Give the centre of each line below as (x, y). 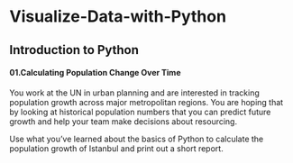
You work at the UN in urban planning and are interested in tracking (134, 93)
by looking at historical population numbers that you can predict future (140, 112)
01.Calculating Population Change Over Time (95, 73)
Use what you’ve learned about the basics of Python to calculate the (137, 139)
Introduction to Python (74, 50)
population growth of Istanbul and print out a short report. (116, 148)
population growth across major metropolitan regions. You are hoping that (146, 102)
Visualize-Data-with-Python (118, 17)
